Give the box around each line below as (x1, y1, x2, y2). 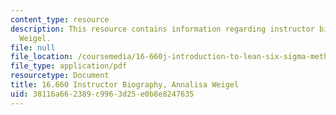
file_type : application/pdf (10, 61, 128, 71)
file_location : (10, 52, 74, 62)
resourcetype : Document (10, 71, 110, 81)
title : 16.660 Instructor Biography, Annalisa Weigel (10, 80, 240, 90)
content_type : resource (10, 14, 110, 25)
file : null (10, 42, 56, 53)
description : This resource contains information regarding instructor (10, 24, 315, 34)
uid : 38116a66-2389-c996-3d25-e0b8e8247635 (10, 89, 195, 99)
